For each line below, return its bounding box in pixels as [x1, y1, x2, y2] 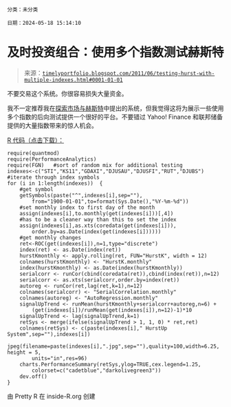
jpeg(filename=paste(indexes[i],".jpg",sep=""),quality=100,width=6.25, [7, 343, 220, 350]
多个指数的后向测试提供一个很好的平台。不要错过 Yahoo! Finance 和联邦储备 [7, 112, 223, 121]
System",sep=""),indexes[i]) [7, 330, 91, 337]
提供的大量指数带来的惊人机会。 [7, 121, 98, 130]
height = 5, [7, 348, 41, 356]
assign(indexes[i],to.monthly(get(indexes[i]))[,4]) [19, 210, 174, 217]
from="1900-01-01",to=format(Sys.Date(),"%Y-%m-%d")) [32, 198, 189, 205]
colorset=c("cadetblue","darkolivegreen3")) [32, 367, 162, 374]
